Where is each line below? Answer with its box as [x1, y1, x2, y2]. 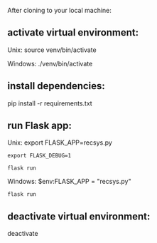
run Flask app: [7, 120, 72, 132]
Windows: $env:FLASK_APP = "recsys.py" [7, 177, 131, 186]
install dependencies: [7, 80, 105, 92]
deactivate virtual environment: [7, 210, 151, 222]
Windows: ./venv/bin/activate [7, 59, 93, 68]
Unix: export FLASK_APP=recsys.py [7, 138, 112, 147]
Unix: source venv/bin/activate [7, 46, 97, 54]
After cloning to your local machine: [7, 6, 112, 14]
